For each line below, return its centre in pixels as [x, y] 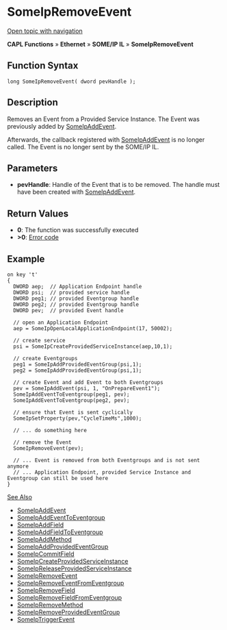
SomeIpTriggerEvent [46, 619]
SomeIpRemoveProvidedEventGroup [68, 612]
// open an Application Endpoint [61, 323]
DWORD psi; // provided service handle [71, 292]
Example [26, 259]
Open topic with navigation [45, 31]
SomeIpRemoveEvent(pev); [49, 449]
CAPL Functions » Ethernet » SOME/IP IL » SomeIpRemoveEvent [100, 44]
